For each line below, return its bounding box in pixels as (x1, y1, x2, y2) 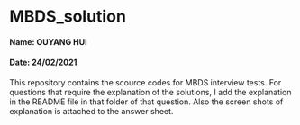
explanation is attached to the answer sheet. (9, 105, 174, 116)
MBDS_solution (9, 6, 126, 27)
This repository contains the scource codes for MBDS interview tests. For (9, 76, 282, 87)
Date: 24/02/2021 (9, 57, 77, 68)
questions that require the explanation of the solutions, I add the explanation (9, 86, 292, 97)
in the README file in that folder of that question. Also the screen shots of (9, 96, 284, 107)
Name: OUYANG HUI (9, 36, 87, 47)
